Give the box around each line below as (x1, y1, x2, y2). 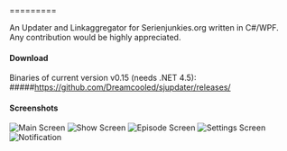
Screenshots (9, 102, 59, 113)
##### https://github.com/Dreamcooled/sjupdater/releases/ (9, 82, 232, 93)
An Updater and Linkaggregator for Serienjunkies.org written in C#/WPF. (9, 22, 279, 32)
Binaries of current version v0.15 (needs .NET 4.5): (9, 73, 197, 84)
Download (9, 52, 49, 63)
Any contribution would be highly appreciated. (9, 32, 181, 42)
